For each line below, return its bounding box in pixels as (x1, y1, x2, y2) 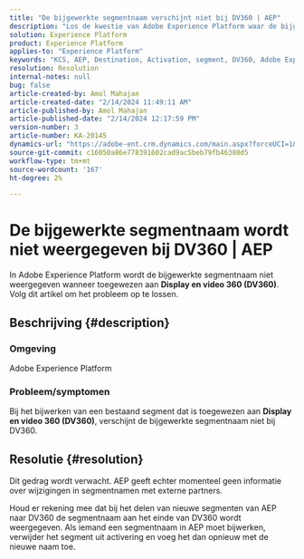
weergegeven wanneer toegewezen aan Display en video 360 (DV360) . (9, 279, 280, 290)
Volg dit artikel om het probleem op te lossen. (9, 289, 179, 300)
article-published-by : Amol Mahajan (9, 106, 147, 115)
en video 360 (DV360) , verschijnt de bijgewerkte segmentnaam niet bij (9, 416, 276, 427)
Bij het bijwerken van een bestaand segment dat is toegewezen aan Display (9, 406, 292, 417)
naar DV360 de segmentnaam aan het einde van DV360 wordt (9, 512, 242, 523)
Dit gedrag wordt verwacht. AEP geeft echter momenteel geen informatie (9, 475, 282, 486)
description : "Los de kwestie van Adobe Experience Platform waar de (9, 22, 278, 31)
